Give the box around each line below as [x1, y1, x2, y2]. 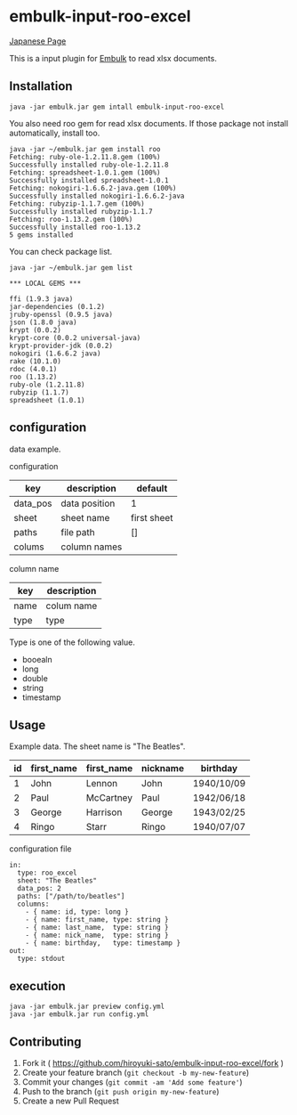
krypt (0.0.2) [9, 325, 62, 335]
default [136, 482, 168, 494]
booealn [21, 654, 52, 664]
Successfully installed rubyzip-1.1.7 [9, 207, 153, 216]
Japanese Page [9, 36, 67, 46]
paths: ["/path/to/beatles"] [17, 892, 125, 901]
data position [60, 497, 116, 509]
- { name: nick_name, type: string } [25, 931, 169, 940]
